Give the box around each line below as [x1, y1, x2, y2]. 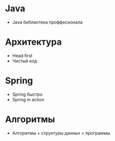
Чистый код [12, 57, 37, 64]
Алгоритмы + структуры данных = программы [12, 130, 111, 136]
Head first [12, 53, 33, 58]
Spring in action [12, 96, 45, 102]
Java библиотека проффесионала [12, 19, 83, 25]
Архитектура [5, 36, 62, 48]
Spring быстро [12, 91, 43, 97]
